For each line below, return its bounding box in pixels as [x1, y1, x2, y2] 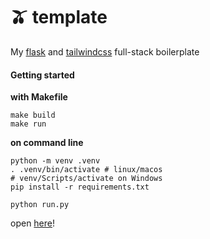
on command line [10, 137, 84, 149]
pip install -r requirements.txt [10, 182, 150, 193]
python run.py [10, 200, 70, 210]
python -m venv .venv [10, 156, 101, 166]
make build [10, 110, 56, 121]
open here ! [10, 217, 56, 229]
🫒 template [10, 6, 108, 29]
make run [10, 119, 47, 129]
